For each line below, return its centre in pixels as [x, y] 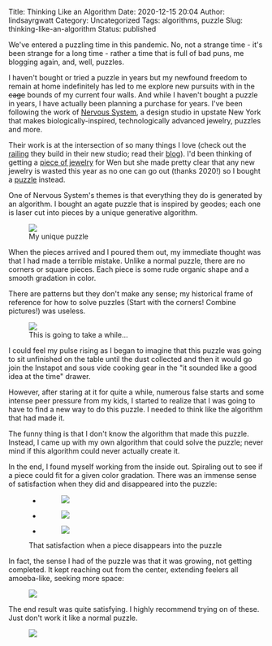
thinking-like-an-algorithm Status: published [82, 29]
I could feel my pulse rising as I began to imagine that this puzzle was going [135, 351]
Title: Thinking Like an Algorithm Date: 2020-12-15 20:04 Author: [117, 12]
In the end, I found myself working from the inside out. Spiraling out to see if [136, 467]
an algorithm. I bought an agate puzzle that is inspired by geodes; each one [135, 204]
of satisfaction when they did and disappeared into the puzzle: [113, 484]
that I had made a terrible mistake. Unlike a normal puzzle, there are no [127, 261]
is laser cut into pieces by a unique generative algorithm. [103, 213]
